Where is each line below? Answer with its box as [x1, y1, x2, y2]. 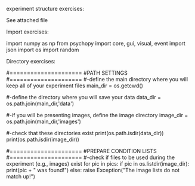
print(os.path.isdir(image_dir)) [6, 136, 79, 143]
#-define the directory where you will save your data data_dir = [6, 94, 161, 100]
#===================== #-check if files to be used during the [6, 154, 175, 161]
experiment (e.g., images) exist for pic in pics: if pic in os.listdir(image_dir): [6, 160, 190, 167]
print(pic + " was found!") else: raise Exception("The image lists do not [6, 167, 180, 173]
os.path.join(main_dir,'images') [6, 118, 82, 125]
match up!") [6, 173, 36, 180]
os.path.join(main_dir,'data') [6, 100, 75, 107]
